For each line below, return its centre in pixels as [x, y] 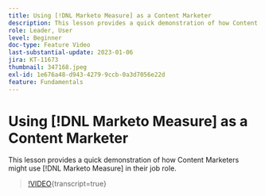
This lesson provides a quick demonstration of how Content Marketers [124, 160]
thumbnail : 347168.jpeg [48, 67]
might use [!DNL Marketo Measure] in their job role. [92, 168]
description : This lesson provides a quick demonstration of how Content [133, 23]
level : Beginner [35, 38]
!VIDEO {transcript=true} [67, 184]
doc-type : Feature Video [49, 45]
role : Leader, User [41, 30]
